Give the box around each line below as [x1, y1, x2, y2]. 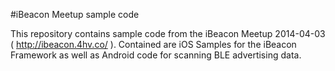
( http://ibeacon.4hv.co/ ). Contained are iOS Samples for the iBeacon [10, 39, 297, 50]
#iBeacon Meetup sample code [10, 9, 140, 20]
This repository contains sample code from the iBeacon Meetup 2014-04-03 [10, 28, 326, 39]
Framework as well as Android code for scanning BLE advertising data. [10, 49, 302, 61]
